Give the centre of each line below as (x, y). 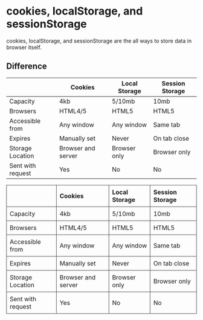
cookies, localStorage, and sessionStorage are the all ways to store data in (99, 41)
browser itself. (24, 47)
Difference (27, 66)
